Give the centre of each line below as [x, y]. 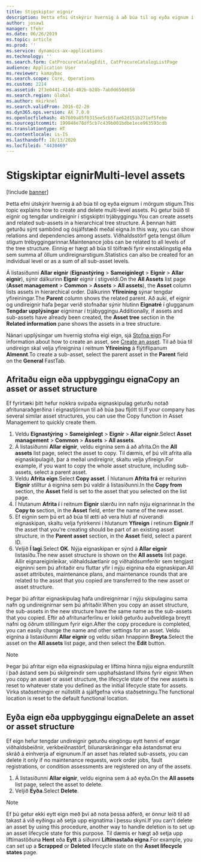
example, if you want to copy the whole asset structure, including [95, 466]
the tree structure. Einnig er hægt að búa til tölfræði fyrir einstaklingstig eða [99, 248]
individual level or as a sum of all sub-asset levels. [68, 261]
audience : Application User [41, 67]
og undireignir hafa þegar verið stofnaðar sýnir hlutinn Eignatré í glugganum [100, 304]
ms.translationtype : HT [36, 129]
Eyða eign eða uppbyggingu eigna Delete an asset [100, 717]
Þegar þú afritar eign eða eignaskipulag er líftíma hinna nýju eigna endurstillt [100, 666]
